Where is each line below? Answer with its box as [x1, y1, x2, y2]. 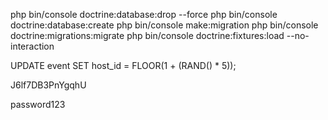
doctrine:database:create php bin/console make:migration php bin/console [10, 19, 319, 31]
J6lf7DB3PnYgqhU [10, 79, 87, 91]
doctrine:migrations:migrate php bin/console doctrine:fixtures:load [10, 30, 285, 41]
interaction [10, 40, 55, 52]
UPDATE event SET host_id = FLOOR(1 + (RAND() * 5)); [10, 60, 237, 71]
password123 [10, 99, 66, 110]
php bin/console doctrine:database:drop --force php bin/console [10, 9, 278, 20]
